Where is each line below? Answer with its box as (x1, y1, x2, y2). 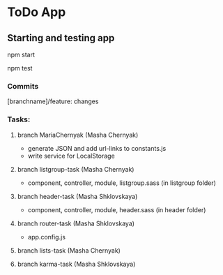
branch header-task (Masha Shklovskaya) (17, 192, 138, 200)
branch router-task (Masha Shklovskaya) (17, 219, 134, 228)
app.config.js (27, 232, 66, 241)
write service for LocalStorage (27, 151, 115, 160)
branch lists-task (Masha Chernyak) (17, 246, 121, 255)
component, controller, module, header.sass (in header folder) (27, 205, 206, 214)
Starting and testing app (7, 32, 115, 44)
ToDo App (7, 4, 66, 20)
